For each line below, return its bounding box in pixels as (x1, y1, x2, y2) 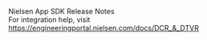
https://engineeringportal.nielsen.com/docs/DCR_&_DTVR (8, 24, 199, 32)
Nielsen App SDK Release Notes (8, 7, 115, 16)
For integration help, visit (8, 15, 91, 24)
